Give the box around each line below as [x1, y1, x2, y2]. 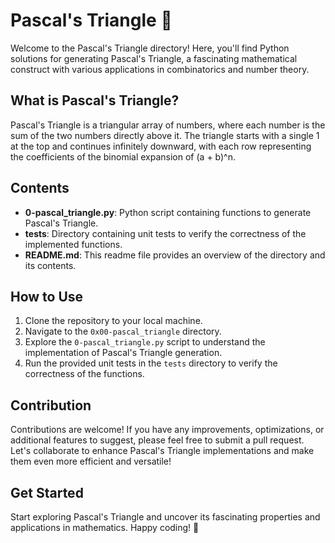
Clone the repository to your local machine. [24, 315, 203, 327]
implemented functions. [24, 238, 123, 250]
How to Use [10, 288, 84, 305]
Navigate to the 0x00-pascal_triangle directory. [24, 325, 222, 338]
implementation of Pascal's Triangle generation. [24, 347, 223, 359]
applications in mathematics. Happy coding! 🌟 [10, 522, 200, 533]
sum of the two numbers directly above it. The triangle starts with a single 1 [10, 129, 320, 141]
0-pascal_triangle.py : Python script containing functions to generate [24, 206, 312, 218]
